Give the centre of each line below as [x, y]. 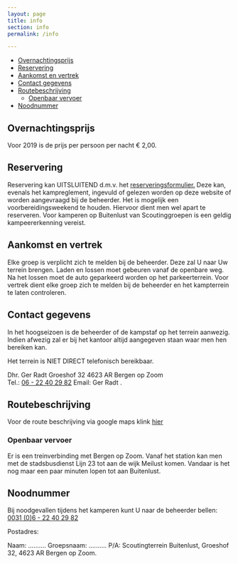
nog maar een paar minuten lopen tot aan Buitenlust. [84, 471]
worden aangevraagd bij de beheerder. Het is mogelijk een [93, 199]
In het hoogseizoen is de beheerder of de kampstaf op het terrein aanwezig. [119, 332]
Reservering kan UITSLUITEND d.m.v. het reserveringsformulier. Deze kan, [117, 184]
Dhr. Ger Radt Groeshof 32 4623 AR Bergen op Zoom [85, 375]
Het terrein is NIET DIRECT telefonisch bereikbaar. [81, 361]
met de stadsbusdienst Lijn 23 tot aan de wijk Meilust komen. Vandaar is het [119, 463]
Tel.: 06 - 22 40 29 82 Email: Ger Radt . [65, 382]
